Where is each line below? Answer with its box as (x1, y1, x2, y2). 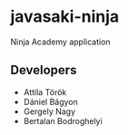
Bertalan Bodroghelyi (23, 115, 103, 126)
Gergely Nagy (23, 106, 76, 117)
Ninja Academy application (10, 36, 112, 47)
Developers (10, 63, 77, 78)
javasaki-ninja (10, 6, 120, 27)
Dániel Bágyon (23, 96, 78, 107)
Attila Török (23, 86, 67, 97)
